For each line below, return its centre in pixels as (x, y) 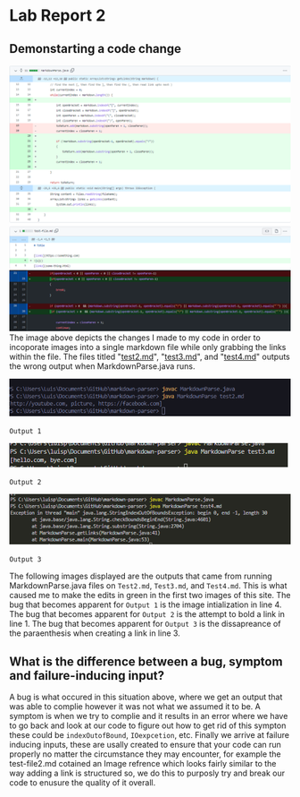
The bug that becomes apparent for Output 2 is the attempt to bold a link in (147, 614)
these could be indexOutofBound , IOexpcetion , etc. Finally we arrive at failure (150, 735)
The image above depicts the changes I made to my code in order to (135, 338)
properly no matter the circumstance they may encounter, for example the (145, 754)
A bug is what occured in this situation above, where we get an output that (146, 697)
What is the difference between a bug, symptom (146, 661)
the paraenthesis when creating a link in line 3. (95, 633)
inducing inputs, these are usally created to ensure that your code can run (145, 745)
